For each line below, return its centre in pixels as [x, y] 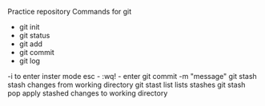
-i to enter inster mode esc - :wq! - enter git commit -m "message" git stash [132, 76]
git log [30, 61]
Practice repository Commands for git [70, 12]
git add [31, 44]
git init [29, 27]
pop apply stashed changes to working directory [88, 93]
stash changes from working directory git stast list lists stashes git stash [126, 84]
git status [34, 35]
